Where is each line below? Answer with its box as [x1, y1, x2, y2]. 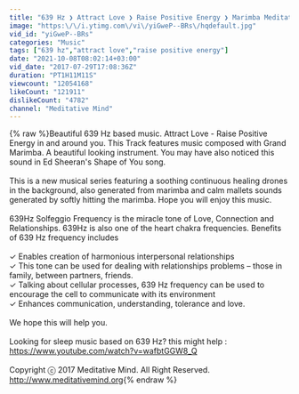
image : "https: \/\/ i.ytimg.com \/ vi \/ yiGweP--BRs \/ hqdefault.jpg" [9, 21, 256, 30]
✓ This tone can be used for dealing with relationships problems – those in [9, 261, 283, 271]
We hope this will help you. [9, 318, 109, 328]
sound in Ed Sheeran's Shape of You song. [9, 157, 166, 167]
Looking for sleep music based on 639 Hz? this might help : [9, 336, 228, 347]
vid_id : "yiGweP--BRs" [9, 29, 93, 38]
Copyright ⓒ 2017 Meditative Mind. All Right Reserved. [9, 365, 211, 375]
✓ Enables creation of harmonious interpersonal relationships [9, 251, 235, 262]
